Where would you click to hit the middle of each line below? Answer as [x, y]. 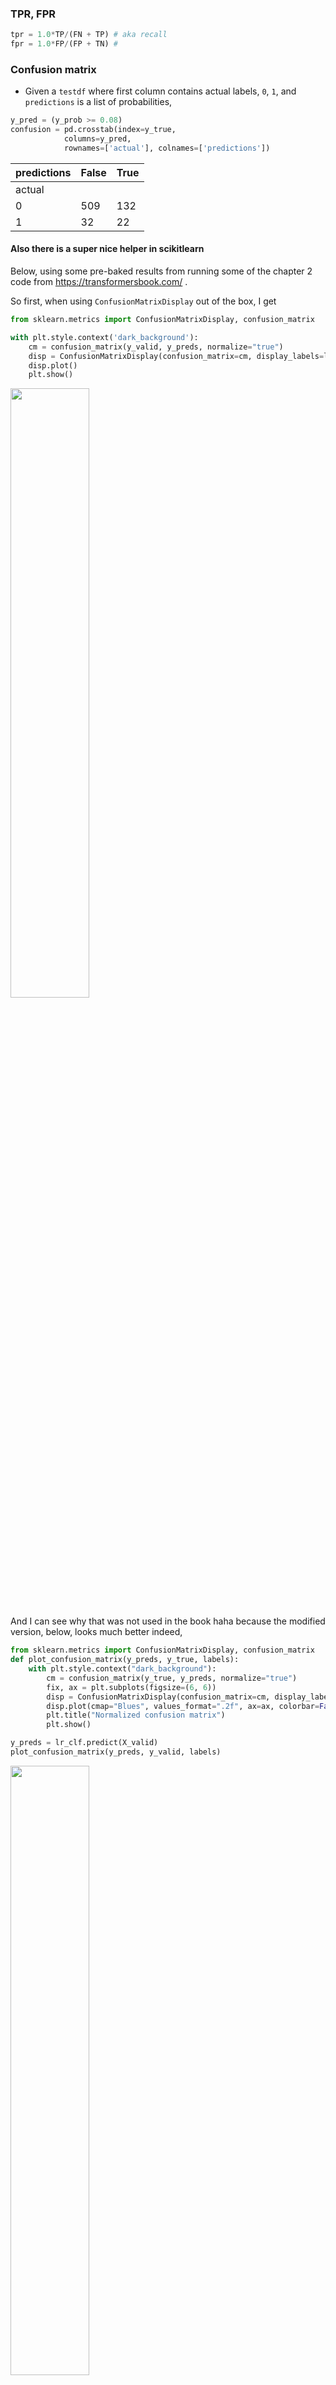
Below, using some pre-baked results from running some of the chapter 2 [161, 271]
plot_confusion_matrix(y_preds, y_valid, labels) [116, 1752]
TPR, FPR [33, 14]
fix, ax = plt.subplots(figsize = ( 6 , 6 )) [131, 1687]
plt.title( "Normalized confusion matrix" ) [136, 1715]
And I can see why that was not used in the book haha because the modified [168, 1621]
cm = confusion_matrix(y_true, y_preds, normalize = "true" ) [172, 1678]
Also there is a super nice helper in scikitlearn [107, 249]
